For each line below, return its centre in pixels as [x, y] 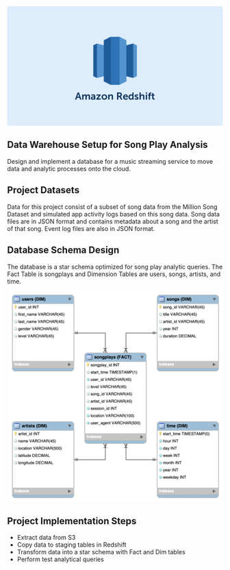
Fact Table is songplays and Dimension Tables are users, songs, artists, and [114, 274]
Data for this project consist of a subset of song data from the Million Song [112, 207]
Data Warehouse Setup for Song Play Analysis [107, 145]
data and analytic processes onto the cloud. [69, 169]
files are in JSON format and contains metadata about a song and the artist [113, 221]
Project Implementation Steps [72, 521]
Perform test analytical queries [60, 559]
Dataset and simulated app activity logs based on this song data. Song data [114, 214]
